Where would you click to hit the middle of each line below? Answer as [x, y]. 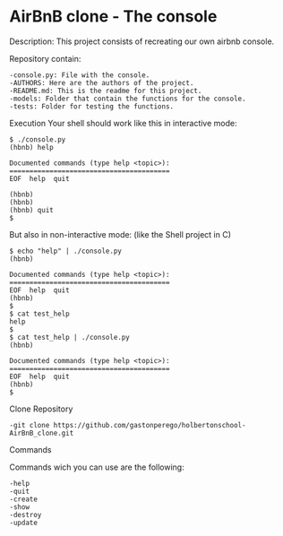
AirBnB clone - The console [113, 17]
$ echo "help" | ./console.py [66, 251]
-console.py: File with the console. [80, 75]
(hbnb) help [31, 147]
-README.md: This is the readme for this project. [106, 91]
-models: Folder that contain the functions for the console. [128, 99]
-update [24, 523]
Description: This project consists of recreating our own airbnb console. [142, 41]
